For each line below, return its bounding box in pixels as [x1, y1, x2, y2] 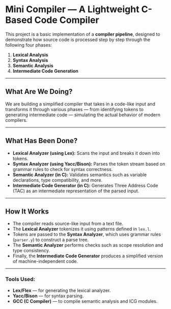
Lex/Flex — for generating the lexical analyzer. [12, 287, 111, 293]
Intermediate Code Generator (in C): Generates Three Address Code [12, 182, 158, 188]
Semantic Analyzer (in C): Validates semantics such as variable [12, 171, 147, 178]
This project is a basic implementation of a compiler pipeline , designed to [5, 31, 160, 37]
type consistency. [12, 248, 50, 254]
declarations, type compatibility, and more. [12, 177, 103, 183]
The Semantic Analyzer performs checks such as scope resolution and [12, 242, 163, 248]
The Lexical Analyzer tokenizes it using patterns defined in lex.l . [12, 226, 151, 232]
